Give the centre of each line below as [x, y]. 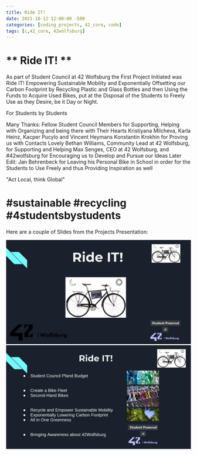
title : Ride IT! [26, 12]
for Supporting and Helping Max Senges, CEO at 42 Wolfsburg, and [87, 150]
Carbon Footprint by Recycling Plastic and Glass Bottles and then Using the [97, 89]
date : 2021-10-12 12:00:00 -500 [45, 18]
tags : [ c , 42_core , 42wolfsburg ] [45, 31]
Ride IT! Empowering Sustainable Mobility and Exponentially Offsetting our [96, 83]
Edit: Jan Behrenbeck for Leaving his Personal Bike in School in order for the [98, 162]
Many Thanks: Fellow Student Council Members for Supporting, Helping [93, 125]
